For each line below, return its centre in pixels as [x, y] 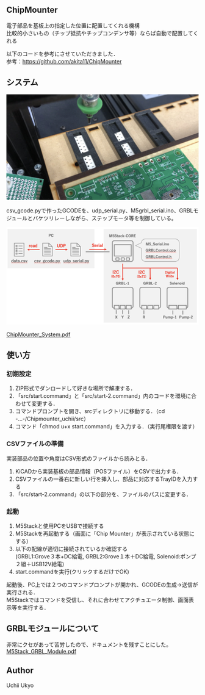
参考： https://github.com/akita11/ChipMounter [64, 61]
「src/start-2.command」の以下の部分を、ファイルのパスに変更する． [103, 494]
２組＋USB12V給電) [40, 564]
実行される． [22, 592]
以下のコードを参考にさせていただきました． [63, 54]
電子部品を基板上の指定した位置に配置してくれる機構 [73, 25]
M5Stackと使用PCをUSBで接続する [59, 526]
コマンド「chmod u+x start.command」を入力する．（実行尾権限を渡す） [106, 427]
